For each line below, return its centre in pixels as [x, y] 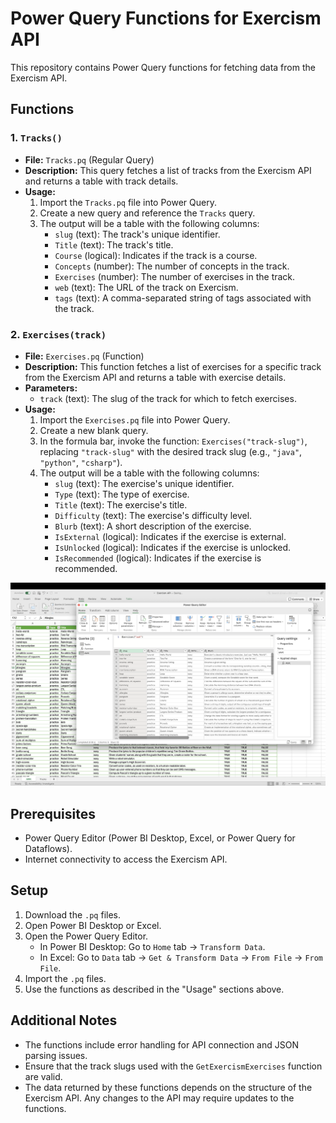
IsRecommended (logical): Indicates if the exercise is [158, 558]
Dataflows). [48, 849]
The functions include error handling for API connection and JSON [161, 1044]
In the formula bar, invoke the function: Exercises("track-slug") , [173, 441]
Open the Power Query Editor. [86, 936]
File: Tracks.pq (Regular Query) [89, 159]
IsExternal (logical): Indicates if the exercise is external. [170, 536]
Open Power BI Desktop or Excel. [93, 925]
